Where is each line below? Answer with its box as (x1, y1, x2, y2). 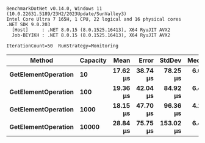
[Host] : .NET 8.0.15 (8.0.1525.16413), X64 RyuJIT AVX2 (12, 27, 171, 33)
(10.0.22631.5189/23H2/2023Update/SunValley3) (6, 11, 127, 17)
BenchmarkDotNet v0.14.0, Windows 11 (6, 5, 103, 12)
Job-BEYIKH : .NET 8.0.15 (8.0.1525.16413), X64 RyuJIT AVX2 (12, 32, 171, 38)
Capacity (79, 56, 107, 65)
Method (30, 56, 54, 65)
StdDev (159, 56, 182, 65)
